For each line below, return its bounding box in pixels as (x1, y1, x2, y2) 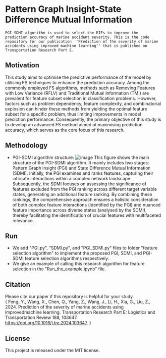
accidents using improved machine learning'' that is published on (5, 43, 148, 48)
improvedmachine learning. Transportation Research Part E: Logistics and (5, 309, 156, 315)
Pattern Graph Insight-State (5, 3, 121, 15)
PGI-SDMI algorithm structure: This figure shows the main (12, 154, 150, 160)
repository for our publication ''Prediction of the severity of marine (5, 39, 159, 44)
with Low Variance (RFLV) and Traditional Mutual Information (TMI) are (5, 90, 149, 96)
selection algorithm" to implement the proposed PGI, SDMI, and (12, 250, 142, 256)
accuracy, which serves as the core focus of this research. (5, 127, 125, 133)
